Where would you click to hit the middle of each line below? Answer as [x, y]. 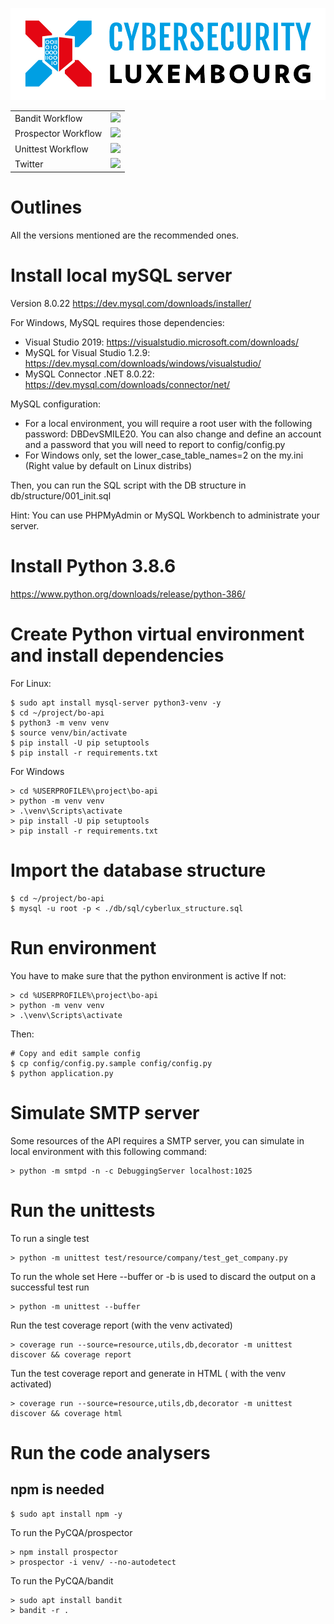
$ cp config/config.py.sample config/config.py [111, 1063]
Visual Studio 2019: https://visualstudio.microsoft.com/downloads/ [162, 342]
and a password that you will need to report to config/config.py [155, 445]
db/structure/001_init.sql [61, 496]
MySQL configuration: [56, 404]
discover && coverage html [66, 1413]
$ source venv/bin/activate [69, 733]
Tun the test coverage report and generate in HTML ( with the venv [148, 1373]
